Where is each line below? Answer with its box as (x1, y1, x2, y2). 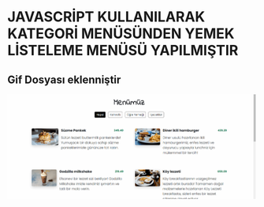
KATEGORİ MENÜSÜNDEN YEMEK (7, 24, 235, 43)
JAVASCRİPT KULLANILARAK (7, 8, 206, 26)
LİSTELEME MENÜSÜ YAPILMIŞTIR (7, 42, 239, 59)
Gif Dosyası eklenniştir (7, 73, 121, 86)
